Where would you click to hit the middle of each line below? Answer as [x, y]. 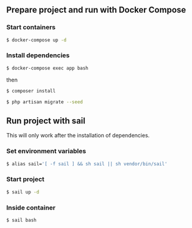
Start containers [31, 27]
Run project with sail [46, 121]
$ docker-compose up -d [37, 40]
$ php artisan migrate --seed [45, 102]
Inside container [31, 207]
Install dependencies [38, 55]
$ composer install [31, 91]
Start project [25, 179]
